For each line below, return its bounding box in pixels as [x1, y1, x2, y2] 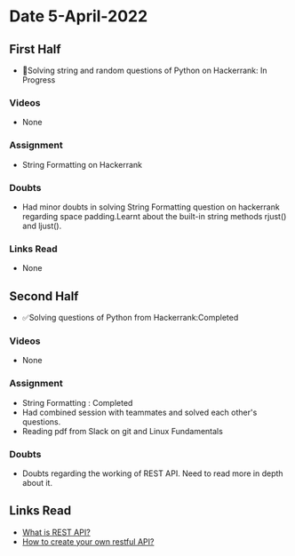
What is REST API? [21, 527, 91, 537]
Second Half [9, 289, 79, 304]
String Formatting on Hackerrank [21, 159, 142, 170]
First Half [9, 42, 61, 57]
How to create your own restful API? [21, 536, 155, 547]
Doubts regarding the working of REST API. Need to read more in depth [21, 468, 283, 479]
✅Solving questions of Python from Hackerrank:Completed [21, 313, 239, 322]
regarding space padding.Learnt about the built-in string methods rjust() [21, 210, 287, 221]
